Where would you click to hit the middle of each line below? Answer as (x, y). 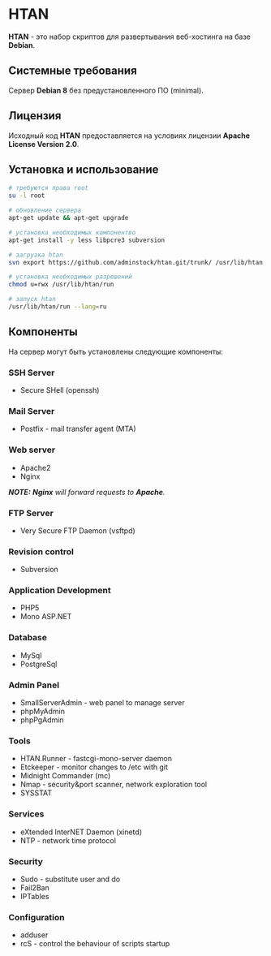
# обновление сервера (45, 211)
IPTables (34, 896)
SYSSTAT (36, 793)
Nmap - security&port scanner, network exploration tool (114, 785)
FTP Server (31, 513)
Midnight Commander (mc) (65, 776)
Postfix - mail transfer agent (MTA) (78, 429)
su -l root (27, 196)
